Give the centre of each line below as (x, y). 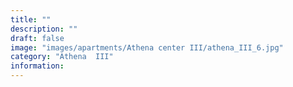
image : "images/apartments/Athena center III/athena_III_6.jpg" (147, 47)
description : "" (44, 29)
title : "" (31, 19)
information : (37, 66)
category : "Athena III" (62, 57)
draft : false (37, 38)
